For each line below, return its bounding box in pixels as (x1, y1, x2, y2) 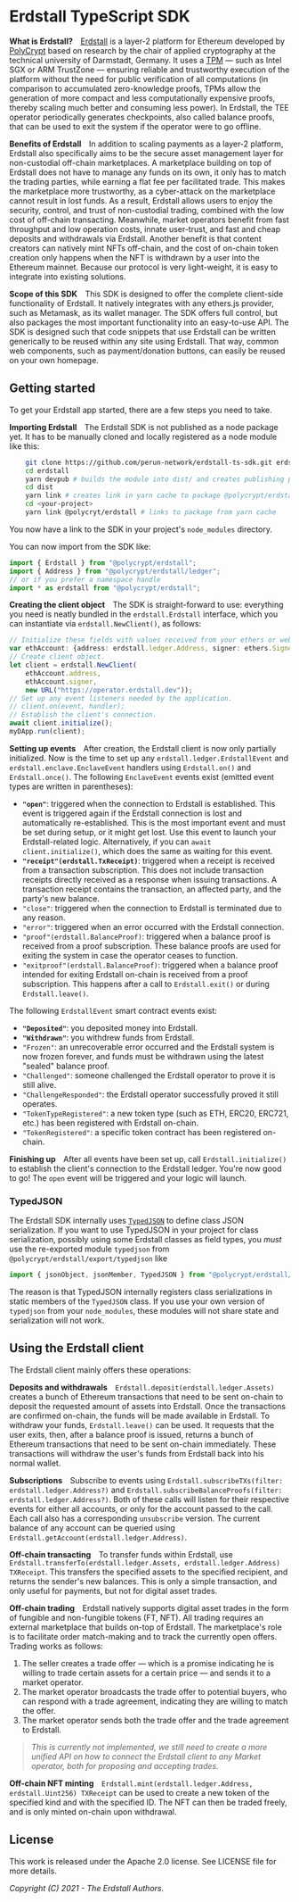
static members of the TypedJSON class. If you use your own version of (9, 1296, 265, 1307)
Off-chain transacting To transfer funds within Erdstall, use (9, 1549, 233, 1559)
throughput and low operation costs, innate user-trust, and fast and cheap (9, 223, 281, 234)
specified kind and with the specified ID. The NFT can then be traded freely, (9, 1797, 287, 1807)
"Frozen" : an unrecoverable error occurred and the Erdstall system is (21, 1042, 275, 1052)
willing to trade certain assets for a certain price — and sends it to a (21, 1667, 271, 1678)
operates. (21, 1098, 58, 1109)
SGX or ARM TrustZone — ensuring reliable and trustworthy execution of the (9, 64, 290, 75)
